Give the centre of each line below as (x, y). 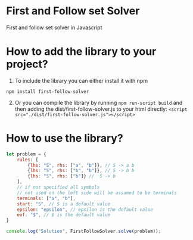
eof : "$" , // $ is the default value (64, 215)
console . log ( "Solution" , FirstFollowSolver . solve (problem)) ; (84, 231)
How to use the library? (65, 138)
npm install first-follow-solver (48, 91)
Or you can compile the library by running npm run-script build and (99, 102)
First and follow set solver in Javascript (54, 27)
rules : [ (28, 160)
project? (27, 64)
